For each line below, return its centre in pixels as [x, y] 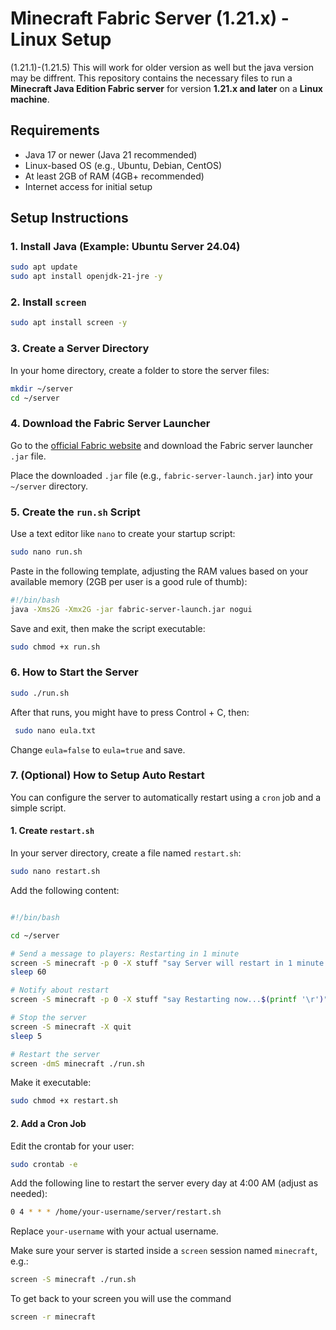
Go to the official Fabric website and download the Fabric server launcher [161, 445]
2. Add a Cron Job [48, 1123]
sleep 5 [26, 1036]
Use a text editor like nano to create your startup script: [123, 533]
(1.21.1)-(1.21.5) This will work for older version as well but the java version [162, 67]
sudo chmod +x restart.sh [64, 1101]
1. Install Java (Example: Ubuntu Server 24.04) [125, 247]
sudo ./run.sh [40, 693]
